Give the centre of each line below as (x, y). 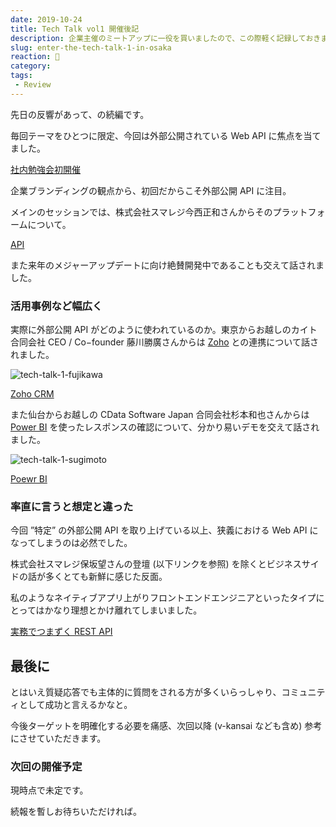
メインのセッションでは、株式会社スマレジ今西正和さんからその (141, 212)
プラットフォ (299, 212)
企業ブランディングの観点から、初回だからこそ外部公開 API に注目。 (151, 190)
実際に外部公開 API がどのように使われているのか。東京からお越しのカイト (164, 330)
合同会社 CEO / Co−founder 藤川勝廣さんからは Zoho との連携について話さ (164, 342)
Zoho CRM (32, 394)
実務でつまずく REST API (61, 632)
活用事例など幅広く (56, 306)
